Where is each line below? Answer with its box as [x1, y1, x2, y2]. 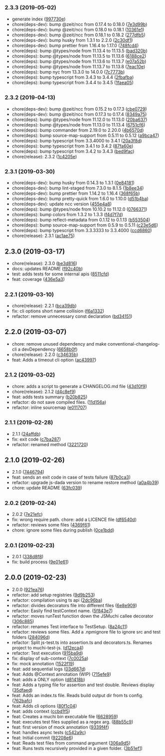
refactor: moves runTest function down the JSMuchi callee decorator [11, 613, 154, 619]
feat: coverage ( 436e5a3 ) [11, 276, 65, 282]
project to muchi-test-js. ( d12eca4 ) [11, 644, 84, 650]
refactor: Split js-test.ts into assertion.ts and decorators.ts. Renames [11, 639, 153, 645]
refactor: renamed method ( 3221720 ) [11, 441, 88, 447]
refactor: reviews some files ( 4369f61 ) [11, 522, 91, 528]
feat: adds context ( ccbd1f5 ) [11, 708, 70, 714]
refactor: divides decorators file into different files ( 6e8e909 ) [11, 602, 138, 608]
